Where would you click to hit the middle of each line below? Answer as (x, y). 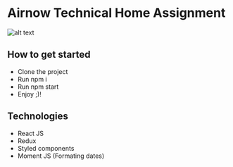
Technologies (38, 117)
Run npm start (38, 87)
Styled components (46, 148)
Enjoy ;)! (30, 94)
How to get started (49, 55)
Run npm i (32, 79)
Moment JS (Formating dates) (61, 156)
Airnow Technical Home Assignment (116, 13)
